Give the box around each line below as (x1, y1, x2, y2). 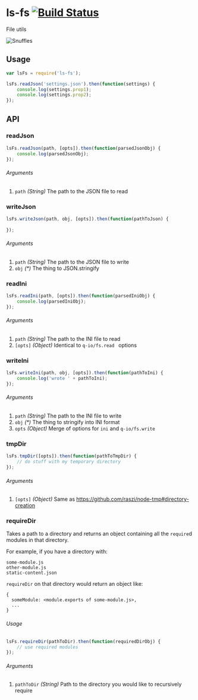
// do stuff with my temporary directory (17, 459, 121, 465)
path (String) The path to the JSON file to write (14, 258, 130, 265)
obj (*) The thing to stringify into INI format (14, 419, 120, 426)
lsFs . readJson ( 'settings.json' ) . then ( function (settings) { (6, 81, 156, 87)
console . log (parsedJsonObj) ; (17, 150, 89, 157)
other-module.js (6, 565, 46, 571)
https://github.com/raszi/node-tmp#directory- (76, 495, 189, 503)
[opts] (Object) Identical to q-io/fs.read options (14, 341, 137, 349)
